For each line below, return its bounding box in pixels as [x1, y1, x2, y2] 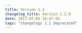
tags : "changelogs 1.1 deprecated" [5, 20, 78, 26]
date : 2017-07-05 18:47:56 [5, 16, 60, 21]
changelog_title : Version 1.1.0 [5, 12, 71, 16]
